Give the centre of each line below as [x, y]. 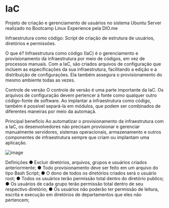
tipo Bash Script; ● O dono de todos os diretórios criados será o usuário [81, 173]
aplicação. [16, 143]
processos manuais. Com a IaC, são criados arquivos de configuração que [83, 64]
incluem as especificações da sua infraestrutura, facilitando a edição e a [81, 69]
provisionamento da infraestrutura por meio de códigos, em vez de [75, 58]
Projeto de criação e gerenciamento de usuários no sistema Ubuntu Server [83, 23]
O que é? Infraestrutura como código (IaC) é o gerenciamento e [72, 53]
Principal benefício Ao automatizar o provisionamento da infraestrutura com [84, 121]
